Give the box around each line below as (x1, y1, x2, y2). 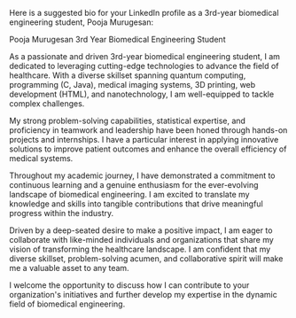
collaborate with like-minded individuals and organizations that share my (9, 235, 275, 244)
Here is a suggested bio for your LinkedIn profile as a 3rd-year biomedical (9, 8, 279, 18)
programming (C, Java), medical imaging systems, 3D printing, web (9, 80, 256, 89)
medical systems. (9, 153, 74, 163)
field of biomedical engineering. (9, 299, 126, 309)
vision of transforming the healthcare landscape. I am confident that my (9, 244, 271, 254)
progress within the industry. (9, 208, 114, 218)
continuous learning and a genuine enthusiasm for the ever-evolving (9, 180, 259, 190)
